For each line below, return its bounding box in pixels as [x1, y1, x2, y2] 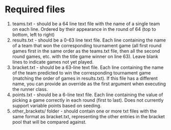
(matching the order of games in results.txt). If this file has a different [12, 75, 158, 81]
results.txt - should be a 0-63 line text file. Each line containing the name [12, 37, 166, 43]
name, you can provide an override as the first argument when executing [12, 81, 166, 87]
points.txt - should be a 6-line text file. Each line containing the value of [12, 91, 163, 98]
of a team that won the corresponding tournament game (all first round [12, 42, 162, 48]
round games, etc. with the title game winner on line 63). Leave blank [12, 53, 158, 60]
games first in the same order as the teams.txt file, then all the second [12, 48, 160, 54]
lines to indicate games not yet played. [12, 59, 94, 65]
